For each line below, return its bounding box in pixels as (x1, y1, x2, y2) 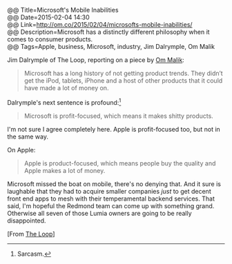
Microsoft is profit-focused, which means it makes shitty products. (23, 112, 214, 120)
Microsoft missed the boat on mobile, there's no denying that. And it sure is (7, 179, 221, 188)
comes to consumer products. (7, 35, 93, 43)
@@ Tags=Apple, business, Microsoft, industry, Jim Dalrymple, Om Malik (7, 43, 215, 50)
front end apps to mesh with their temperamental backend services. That (7, 194, 215, 203)
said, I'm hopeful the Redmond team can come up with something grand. (7, 201, 215, 210)
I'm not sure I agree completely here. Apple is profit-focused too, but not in (7, 125, 221, 133)
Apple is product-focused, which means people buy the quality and (23, 159, 216, 167)
